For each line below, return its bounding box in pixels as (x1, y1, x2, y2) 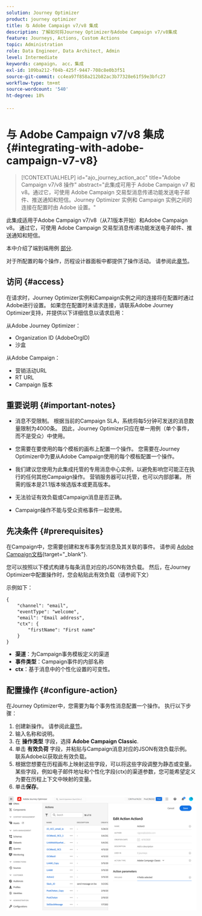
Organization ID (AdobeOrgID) (14, 334, 90, 341)
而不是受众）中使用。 (14, 432, 68, 440)
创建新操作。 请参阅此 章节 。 (14, 723, 86, 730)
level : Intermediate (6, 54, 58, 60)
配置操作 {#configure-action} (6, 685, 118, 695)
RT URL (14, 374, 34, 381)
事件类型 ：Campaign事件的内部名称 (14, 658, 104, 665)
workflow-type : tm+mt (6, 80, 61, 86)
